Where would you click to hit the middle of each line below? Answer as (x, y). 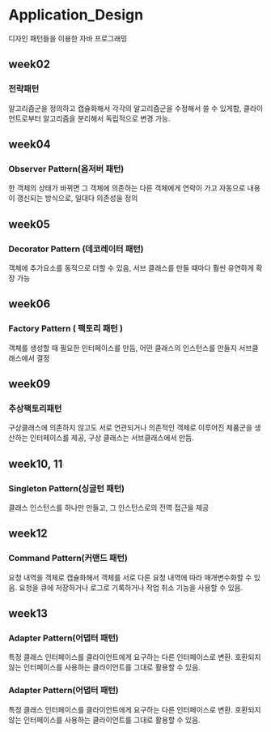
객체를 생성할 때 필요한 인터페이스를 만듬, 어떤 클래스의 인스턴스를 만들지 (123, 348)
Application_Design (76, 15)
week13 (28, 614)
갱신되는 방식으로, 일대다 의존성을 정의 (77, 198)
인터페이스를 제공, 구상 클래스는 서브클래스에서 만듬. (112, 438)
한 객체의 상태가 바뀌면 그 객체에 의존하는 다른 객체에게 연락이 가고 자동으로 (127, 188)
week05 (29, 224)
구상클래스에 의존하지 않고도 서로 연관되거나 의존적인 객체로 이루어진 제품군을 (131, 428)
